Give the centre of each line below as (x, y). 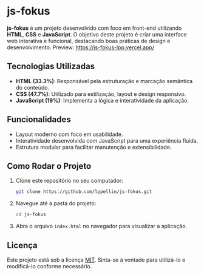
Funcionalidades (39, 120)
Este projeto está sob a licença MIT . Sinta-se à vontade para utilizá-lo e (96, 260)
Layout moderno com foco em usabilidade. (69, 134)
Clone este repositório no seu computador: (69, 181)
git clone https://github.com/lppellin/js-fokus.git (84, 192)
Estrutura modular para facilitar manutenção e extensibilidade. (93, 147)
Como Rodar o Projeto (49, 166)
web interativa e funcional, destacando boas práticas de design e (89, 41)
